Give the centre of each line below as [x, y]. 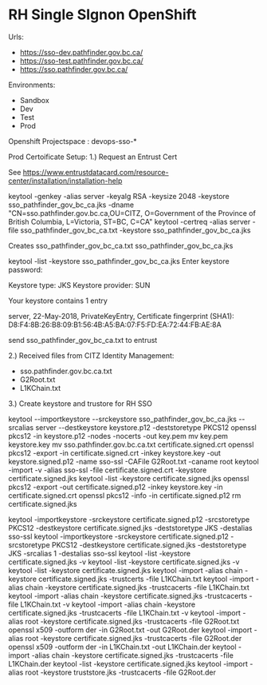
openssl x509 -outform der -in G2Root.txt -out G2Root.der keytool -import [130, 630]
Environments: [32, 85]
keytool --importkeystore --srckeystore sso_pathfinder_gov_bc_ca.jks [123, 419]
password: [26, 269]
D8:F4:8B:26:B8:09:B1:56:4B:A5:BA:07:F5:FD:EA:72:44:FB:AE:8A [115, 325]
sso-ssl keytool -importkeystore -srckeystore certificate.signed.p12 [119, 536]
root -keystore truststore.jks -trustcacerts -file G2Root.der [121, 672]
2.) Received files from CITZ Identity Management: [91, 355]
